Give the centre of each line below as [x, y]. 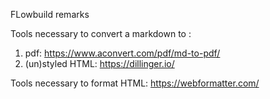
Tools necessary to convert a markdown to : [101, 33]
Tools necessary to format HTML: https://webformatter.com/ [135, 83]
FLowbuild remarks [50, 14]
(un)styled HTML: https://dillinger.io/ [99, 63]
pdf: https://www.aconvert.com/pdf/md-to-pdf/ [122, 53]
